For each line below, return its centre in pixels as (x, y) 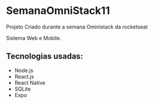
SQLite (22, 89)
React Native (30, 83)
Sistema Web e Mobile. (34, 38)
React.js (24, 76)
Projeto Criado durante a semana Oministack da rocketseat (77, 27)
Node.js (24, 70)
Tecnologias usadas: (45, 56)
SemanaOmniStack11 (58, 11)
